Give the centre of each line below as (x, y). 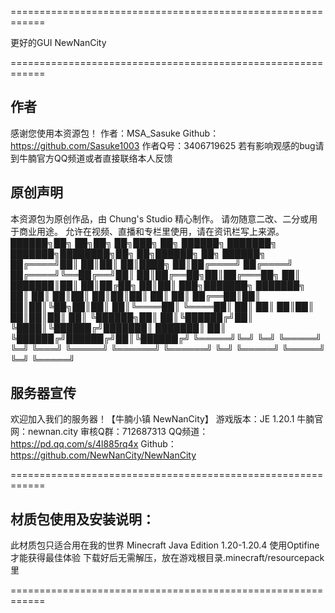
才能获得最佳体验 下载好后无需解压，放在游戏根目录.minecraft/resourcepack (167, 558)
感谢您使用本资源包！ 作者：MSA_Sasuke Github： (115, 133)
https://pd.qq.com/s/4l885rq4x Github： (93, 444)
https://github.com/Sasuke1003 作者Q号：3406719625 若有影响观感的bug (163, 145)
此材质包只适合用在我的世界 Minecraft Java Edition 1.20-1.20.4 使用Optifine (165, 545)
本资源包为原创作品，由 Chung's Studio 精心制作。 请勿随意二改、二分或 (160, 218)
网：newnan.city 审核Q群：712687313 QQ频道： (109, 432)
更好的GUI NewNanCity (58, 42)
